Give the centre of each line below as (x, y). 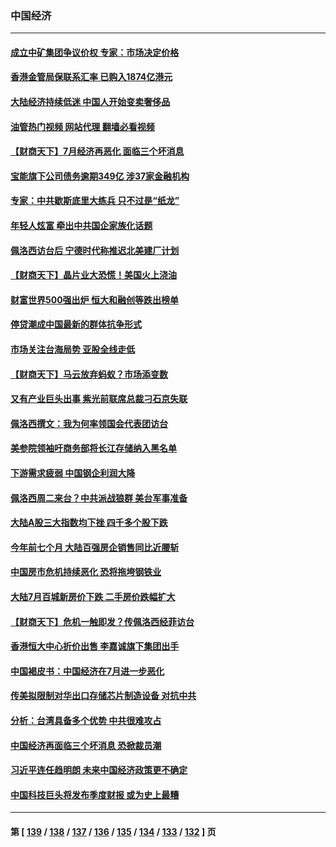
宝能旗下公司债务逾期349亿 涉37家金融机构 (100, 176)
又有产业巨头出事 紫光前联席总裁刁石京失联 (99, 399)
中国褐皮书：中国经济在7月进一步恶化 (87, 671)
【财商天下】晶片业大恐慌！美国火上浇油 (93, 275)
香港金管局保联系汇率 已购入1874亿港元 (91, 77)
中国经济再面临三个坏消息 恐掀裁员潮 (86, 745)
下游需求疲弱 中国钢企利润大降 (73, 473)
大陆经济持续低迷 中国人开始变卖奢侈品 (90, 102)
